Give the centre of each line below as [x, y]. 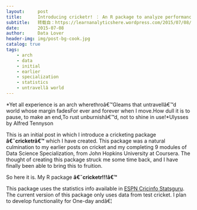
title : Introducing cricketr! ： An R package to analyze [84, 17]
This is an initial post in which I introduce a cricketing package [81, 134]
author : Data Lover [35, 33]
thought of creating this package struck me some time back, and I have [92, 160]
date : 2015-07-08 [35, 28]
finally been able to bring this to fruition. [54, 165]
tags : [13, 50]
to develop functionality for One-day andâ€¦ [59, 201]
